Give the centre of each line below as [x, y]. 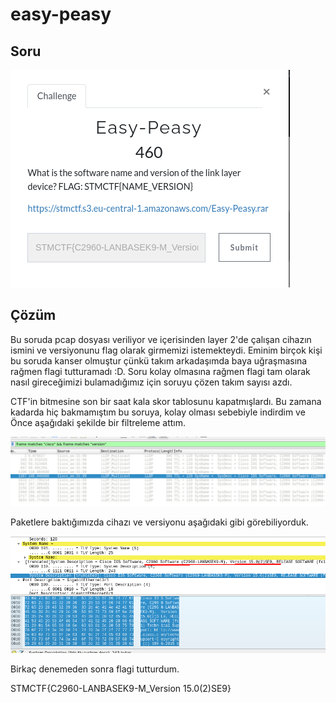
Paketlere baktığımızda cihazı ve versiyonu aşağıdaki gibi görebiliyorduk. [159, 522]
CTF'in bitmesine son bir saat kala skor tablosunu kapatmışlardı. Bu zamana [166, 401]
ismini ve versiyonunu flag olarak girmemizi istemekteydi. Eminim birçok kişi [166, 350]
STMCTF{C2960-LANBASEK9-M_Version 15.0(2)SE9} [121, 688]
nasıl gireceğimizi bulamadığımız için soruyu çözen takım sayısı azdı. [151, 382]
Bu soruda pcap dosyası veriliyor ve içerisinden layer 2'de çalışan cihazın [161, 339]
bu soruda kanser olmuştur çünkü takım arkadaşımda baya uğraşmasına [159, 360]
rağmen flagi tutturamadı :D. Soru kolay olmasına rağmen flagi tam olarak [160, 371]
